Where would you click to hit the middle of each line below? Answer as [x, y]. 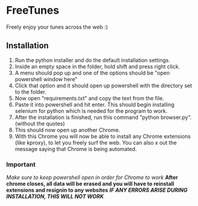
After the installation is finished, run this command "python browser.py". [103, 117]
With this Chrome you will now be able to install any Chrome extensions [103, 136]
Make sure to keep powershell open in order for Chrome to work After [92, 177]
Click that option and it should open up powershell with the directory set [103, 85]
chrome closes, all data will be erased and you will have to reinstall [90, 184]
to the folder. [30, 92]
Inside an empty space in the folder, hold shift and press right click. [97, 66]
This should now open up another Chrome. [67, 130]
